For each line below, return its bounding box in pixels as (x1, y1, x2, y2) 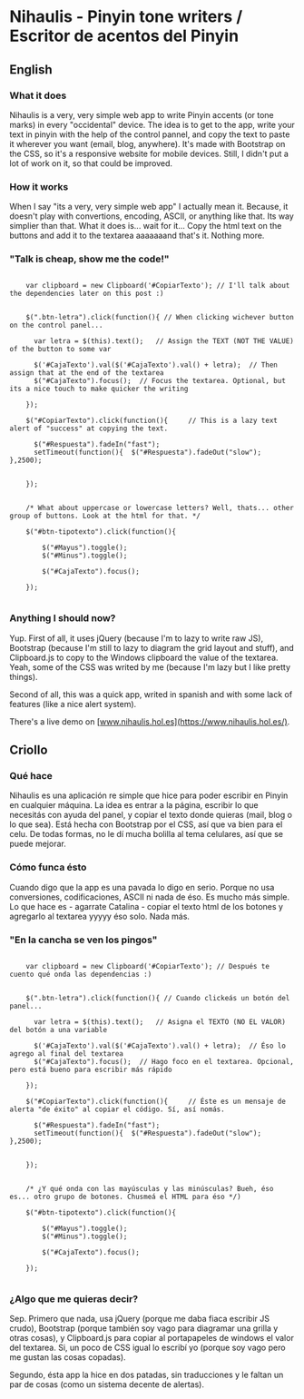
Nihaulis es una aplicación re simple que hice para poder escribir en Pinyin (9, 790, 289, 801)
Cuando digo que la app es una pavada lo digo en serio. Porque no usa (9, 882, 275, 892)
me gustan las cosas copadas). (9, 1352, 126, 1363)
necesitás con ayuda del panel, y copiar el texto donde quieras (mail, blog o (9, 810, 293, 821)
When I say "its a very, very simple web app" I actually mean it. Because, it (9, 202, 289, 212)
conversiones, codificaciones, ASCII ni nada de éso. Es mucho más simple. (9, 892, 290, 902)
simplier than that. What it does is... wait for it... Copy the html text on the (9, 221, 282, 232)
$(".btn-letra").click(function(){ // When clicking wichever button (25, 313, 295, 322)
